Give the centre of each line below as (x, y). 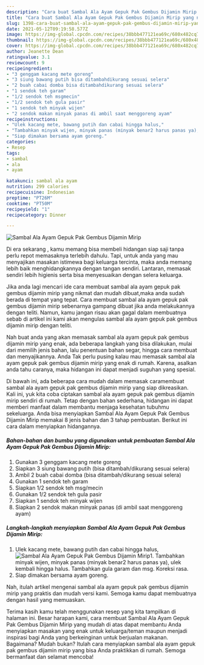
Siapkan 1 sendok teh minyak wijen (59, 501)
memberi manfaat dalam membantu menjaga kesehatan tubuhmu (88, 407)
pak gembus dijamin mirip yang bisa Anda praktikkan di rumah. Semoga (96, 650)
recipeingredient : (29, 68)
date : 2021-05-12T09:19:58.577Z (47, 29)
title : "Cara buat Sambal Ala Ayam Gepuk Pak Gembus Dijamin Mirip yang (100, 18)
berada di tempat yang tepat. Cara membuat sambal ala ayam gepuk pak (97, 300)
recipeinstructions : (32, 119)
